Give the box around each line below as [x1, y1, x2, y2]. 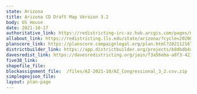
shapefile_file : [6, 62, 46, 69]
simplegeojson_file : [6, 74, 57, 79]
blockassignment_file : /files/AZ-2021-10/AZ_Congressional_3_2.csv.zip [6, 68, 188, 74]
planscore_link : [6, 41, 46, 47]
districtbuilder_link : [6, 47, 62, 53]
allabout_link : [6, 36, 43, 41]
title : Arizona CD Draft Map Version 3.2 [6, 14, 109, 20]
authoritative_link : [6, 30, 57, 36]
